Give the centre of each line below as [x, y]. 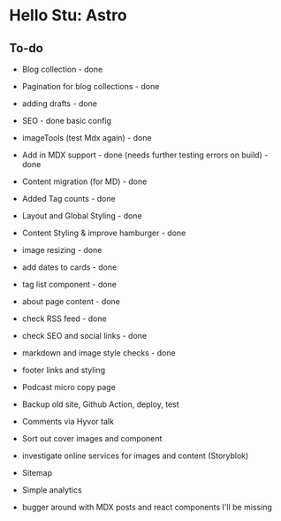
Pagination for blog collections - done [91, 86]
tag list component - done [69, 284]
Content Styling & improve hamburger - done [104, 233]
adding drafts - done [59, 103]
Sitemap [37, 473]
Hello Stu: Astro [68, 15]
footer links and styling [64, 370]
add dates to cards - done [69, 267]
